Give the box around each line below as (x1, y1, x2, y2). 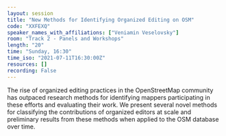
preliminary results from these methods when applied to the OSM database (7, 115, 219, 123)
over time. (7, 122, 36, 131)
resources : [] (7, 61, 48, 68)
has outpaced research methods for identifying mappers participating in (7, 93, 210, 101)
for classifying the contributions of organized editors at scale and (7, 107, 192, 116)
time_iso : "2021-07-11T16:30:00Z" (7, 55, 106, 62)
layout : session (7, 10, 53, 17)
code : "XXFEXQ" (7, 23, 51, 29)
